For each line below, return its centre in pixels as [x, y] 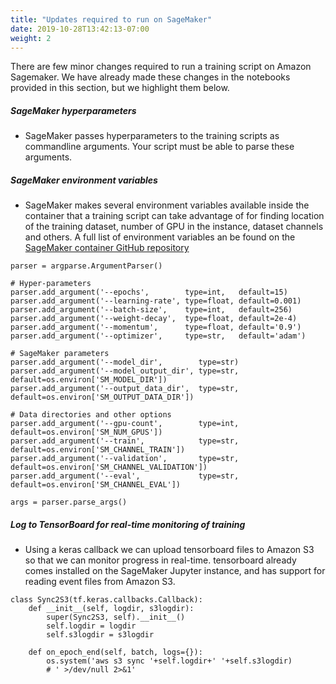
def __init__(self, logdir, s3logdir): [111, 609]
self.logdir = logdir [91, 626]
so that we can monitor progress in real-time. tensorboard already [160, 560]
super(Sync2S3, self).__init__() [116, 617]
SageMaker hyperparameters [73, 110]
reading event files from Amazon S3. [100, 582]
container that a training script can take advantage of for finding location [174, 216]
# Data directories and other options [91, 415]
